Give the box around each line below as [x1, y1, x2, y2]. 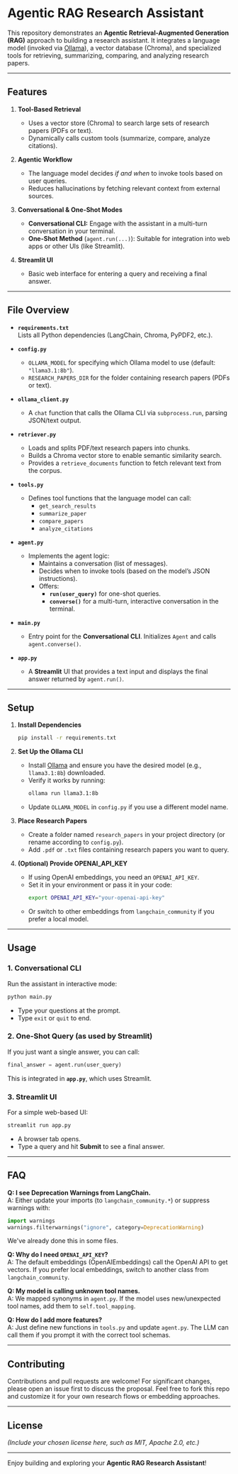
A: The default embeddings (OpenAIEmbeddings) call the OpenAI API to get [7, 1258, 228, 1266]
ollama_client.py [17, 396, 69, 403]
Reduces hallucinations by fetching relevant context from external [28, 183, 221, 193]
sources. [28, 191, 55, 200]
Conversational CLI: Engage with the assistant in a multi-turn [28, 219, 208, 228]
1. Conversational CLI [7, 963, 81, 973]
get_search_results [38, 503, 97, 510]
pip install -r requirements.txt [17, 735, 117, 742]
